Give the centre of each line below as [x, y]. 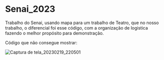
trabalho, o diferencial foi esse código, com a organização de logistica [77, 28]
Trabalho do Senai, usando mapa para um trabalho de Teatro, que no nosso [82, 23]
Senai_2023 [30, 9]
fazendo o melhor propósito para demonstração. [55, 33]
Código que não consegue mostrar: [41, 42]
